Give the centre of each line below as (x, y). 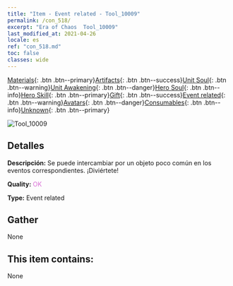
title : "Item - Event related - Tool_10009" (74, 14)
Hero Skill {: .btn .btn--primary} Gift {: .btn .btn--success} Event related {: (123, 95)
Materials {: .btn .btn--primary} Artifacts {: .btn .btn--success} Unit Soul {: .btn (117, 80)
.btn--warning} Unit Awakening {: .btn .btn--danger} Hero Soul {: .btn (104, 87)
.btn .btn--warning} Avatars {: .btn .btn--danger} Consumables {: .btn (105, 102)
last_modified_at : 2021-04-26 (52, 34)
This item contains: (50, 259)
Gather (23, 220)
